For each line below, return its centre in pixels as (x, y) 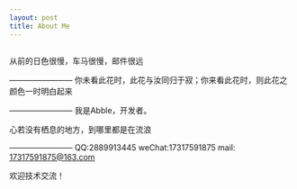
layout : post (34, 18)
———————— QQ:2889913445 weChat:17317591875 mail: (122, 147)
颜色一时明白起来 (41, 91)
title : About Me (40, 26)
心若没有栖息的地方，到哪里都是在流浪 (80, 129)
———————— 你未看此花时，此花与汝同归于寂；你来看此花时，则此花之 (148, 80)
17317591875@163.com (52, 157)
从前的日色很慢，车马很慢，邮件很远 (76, 60)
